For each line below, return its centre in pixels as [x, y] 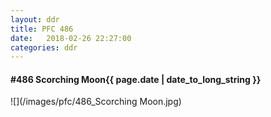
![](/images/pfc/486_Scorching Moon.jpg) [96, 102]
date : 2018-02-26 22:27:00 [71, 38]
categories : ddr [44, 47]
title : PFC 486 [42, 29]
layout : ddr [35, 19]
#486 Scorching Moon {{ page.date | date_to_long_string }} [136, 79]
